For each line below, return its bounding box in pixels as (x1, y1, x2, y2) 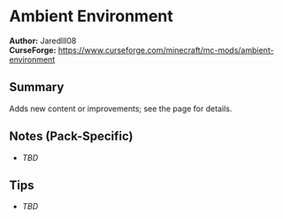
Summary (9, 79, 65, 94)
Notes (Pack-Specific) (9, 129, 134, 144)
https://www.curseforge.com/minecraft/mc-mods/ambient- (57, 44, 274, 55)
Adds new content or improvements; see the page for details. (9, 103, 233, 114)
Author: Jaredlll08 (9, 35, 77, 46)
